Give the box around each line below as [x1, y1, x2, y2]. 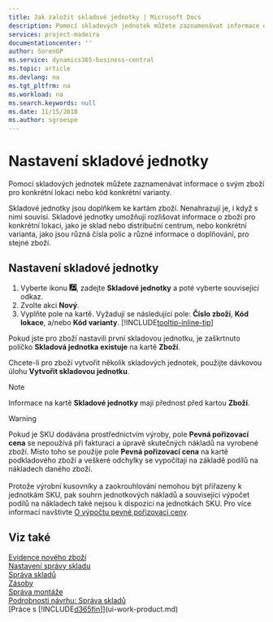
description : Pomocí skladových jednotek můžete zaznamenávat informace [8, 21, 260, 30]
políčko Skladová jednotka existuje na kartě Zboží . [8, 341, 181, 351]
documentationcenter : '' [8, 39, 93, 47]
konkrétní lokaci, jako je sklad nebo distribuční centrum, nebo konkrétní [8, 220, 247, 231]
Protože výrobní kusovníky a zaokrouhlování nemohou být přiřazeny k [8, 481, 242, 491]
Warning [8, 413, 37, 423]
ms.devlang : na [8, 73, 60, 81]
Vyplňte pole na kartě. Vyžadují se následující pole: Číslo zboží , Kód [19, 309, 249, 319]
